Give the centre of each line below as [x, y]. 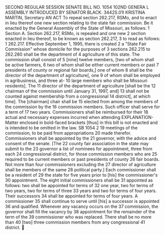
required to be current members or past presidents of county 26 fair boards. [82, 159]
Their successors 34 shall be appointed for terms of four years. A [71, 196]
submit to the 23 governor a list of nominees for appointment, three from [79, 149]
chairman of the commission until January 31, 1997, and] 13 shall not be [77, 91]
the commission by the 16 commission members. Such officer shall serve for [82, 107]
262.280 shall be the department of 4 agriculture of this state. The [72, 54]
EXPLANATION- [137, 117]
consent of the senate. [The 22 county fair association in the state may [77, 143]
